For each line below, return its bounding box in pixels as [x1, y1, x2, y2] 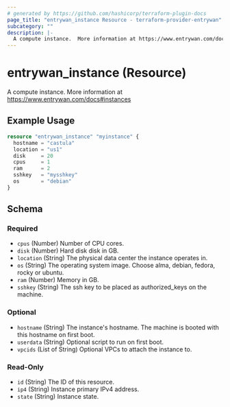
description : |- [7, 29, 53, 36]
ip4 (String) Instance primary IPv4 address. [16, 385, 140, 393]
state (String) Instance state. [16, 393, 99, 401]
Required [7, 224, 38, 233]
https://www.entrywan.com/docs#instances [7, 95, 131, 104]
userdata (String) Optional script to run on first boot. [16, 338, 164, 346]
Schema [7, 203, 43, 215]
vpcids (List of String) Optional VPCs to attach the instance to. [16, 345, 192, 353]
